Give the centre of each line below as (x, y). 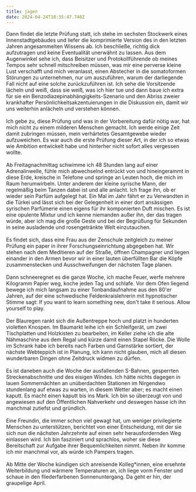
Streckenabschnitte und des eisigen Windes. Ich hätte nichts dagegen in (93, 377)
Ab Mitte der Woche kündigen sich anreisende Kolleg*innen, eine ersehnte (96, 464)
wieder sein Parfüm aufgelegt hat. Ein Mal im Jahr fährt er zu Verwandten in (97, 196)
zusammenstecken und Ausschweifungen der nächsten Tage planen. (90, 264)
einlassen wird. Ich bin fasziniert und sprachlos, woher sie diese (83, 439)
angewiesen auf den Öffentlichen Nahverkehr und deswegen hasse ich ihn (96, 402)
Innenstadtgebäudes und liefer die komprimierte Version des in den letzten (96, 40)
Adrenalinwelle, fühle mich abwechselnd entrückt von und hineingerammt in (97, 171)
